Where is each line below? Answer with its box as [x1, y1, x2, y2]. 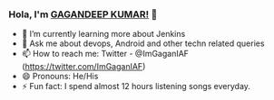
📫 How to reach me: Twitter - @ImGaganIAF [21, 49, 190, 59]
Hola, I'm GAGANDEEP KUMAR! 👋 [8, 8, 158, 21]
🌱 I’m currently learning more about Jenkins [21, 29, 186, 40]
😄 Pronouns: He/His [21, 71, 99, 82]
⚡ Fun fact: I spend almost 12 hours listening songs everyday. [21, 81, 251, 92]
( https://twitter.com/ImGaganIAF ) [21, 61, 146, 72]
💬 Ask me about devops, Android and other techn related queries [21, 38, 265, 49]
